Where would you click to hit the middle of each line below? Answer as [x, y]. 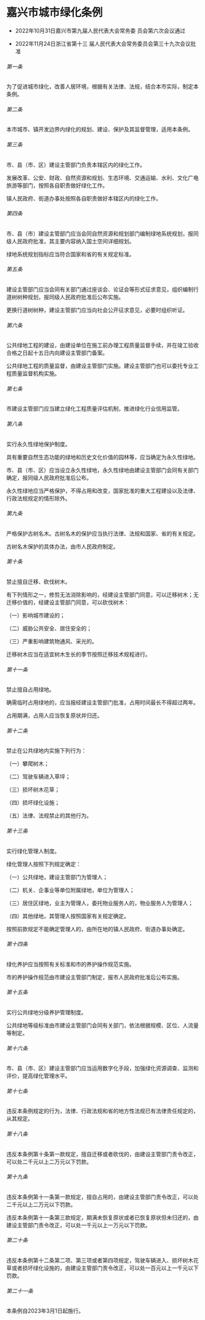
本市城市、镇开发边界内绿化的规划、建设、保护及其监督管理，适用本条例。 [100, 130]
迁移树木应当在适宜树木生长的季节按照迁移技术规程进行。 [78, 654]
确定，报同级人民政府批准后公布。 [49, 477]
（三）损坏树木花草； [33, 790]
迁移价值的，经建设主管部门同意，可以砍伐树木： [68, 602]
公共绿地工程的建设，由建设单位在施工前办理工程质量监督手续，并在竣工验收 [103, 345]
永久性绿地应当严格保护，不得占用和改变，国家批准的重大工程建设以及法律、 [103, 490]
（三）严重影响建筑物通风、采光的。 [52, 641]
